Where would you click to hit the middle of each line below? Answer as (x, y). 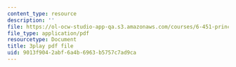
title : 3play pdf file (40, 46)
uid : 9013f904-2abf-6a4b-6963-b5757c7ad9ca (72, 53)
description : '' (31, 20)
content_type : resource (42, 14)
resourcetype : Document (42, 40)
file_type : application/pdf (48, 33)
